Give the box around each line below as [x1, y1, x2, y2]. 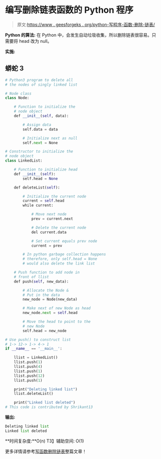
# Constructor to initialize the [5, 149, 73, 154]
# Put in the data [23, 292, 60, 297]
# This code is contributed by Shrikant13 [5, 405, 93, 410]
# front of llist [14, 274, 49, 279]
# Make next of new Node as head [23, 306, 91, 311]
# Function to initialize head [14, 167, 78, 172]
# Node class [5, 91, 32, 96]
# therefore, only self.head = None [23, 257, 97, 262]
